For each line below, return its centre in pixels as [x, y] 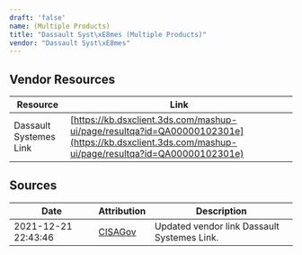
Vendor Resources [62, 79]
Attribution [122, 211]
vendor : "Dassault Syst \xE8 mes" [70, 43]
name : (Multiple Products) [60, 26]
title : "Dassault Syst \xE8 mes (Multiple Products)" [108, 34]
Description [222, 211]
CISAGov [117, 232]
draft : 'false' [38, 18]
